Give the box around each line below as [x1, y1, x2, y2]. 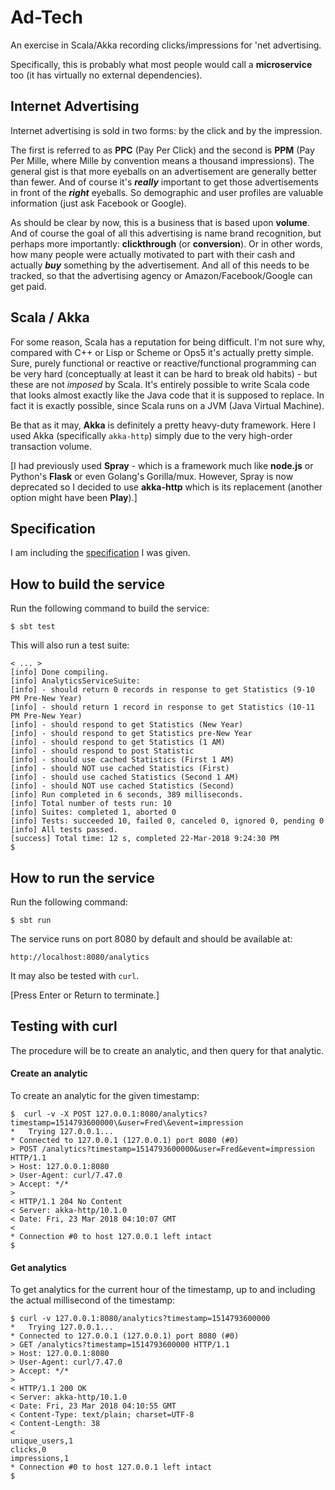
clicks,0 [10, 1445, 47, 1455]
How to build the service [10, 576, 165, 593]
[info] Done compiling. [10, 667, 110, 678]
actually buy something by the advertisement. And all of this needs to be [10, 259, 310, 271]
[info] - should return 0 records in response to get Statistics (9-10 [10, 685, 315, 695]
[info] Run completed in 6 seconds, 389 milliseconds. [10, 790, 244, 800]
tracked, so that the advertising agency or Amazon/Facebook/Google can [10, 269, 313, 281]
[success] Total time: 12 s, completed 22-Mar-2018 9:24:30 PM [10, 834, 280, 844]
